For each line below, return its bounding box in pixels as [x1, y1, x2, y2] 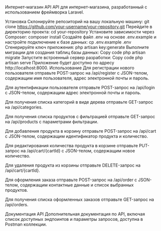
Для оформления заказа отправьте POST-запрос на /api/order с [5, 177, 137, 183]
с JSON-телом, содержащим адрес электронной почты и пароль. [5, 90, 141, 95]
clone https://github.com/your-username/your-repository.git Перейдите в [5, 24, 152, 30]
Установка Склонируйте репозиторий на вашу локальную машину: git [5, 19, 150, 24]
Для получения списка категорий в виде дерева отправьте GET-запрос [5, 99, 153, 105]
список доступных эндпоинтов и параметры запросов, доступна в [5, 216, 143, 222]
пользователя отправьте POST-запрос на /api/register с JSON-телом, [5, 70, 148, 76]
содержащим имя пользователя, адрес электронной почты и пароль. [5, 75, 149, 81]
